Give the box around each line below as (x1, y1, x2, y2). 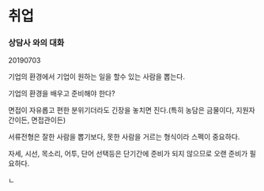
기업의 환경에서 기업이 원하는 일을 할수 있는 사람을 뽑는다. (8, 72, 186, 81)
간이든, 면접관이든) (8, 115, 66, 125)
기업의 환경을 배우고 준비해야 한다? (8, 88, 116, 99)
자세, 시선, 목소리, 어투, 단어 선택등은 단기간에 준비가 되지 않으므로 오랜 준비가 (8, 149, 248, 159)
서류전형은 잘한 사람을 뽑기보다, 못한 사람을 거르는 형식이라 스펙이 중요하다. (8, 132, 240, 142)
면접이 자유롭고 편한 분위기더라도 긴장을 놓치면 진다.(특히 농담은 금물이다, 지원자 (8, 106, 255, 115)
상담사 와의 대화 (8, 37, 65, 48)
